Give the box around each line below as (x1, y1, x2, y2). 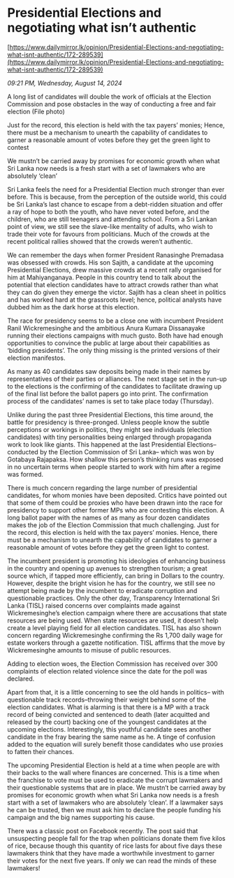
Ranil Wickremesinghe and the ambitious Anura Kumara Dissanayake (7, 323, 205, 332)
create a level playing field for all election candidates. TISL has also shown (7, 623, 221, 632)
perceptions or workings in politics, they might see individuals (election (7, 425, 212, 433)
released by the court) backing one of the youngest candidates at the (7, 718, 207, 726)
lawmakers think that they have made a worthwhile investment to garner (7, 849, 215, 857)
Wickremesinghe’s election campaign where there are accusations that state (7, 608, 227, 617)
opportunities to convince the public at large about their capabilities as (7, 338, 210, 347)
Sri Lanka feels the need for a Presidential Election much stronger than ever (7, 185, 225, 193)
